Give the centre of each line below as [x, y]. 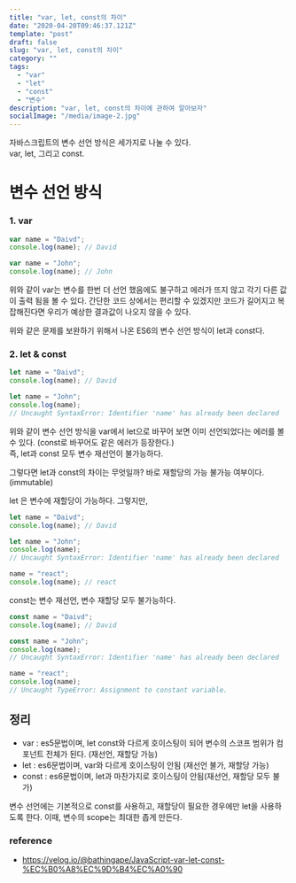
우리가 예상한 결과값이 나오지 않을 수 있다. [119, 312]
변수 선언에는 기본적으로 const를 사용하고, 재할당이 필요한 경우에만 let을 [134, 806]
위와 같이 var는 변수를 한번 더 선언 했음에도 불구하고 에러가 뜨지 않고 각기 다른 [144, 290]
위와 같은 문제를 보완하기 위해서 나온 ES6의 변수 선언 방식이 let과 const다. [137, 331]
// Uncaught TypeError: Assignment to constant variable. [118, 690]
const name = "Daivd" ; [51, 616]
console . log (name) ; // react [63, 582]
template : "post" [41, 34]
